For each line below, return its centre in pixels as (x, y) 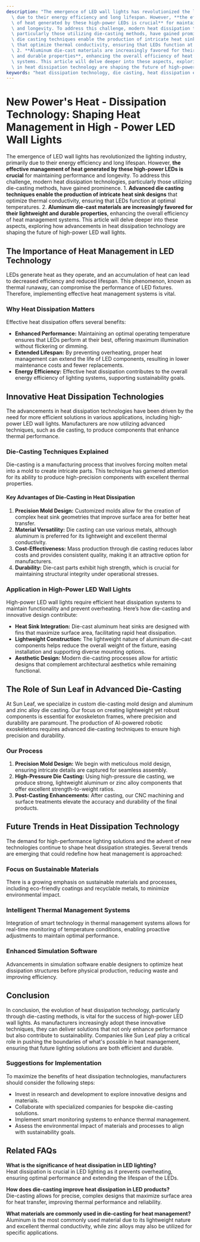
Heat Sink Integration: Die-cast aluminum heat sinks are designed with (102, 626)
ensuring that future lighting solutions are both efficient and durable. (90, 1048)
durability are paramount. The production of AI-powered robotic (85, 723)
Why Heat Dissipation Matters (51, 309)
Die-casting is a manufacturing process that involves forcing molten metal (97, 464)
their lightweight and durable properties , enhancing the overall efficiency (97, 213)
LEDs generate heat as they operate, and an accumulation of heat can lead (98, 275)
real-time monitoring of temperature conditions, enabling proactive (88, 929)
